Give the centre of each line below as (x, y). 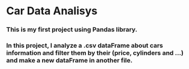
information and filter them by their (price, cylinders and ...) (95, 53)
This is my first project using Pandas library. (72, 30)
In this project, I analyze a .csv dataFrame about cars (85, 46)
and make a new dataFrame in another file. (70, 61)
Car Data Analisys (52, 11)
